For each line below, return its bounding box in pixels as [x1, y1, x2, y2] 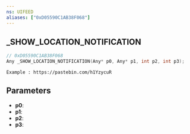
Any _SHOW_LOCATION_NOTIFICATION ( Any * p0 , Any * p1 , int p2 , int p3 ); [6, 59, 185, 65]
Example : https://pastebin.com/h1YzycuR [6, 69, 112, 75]
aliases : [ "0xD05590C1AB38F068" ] [6, 14, 90, 21]
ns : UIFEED [6, 8, 34, 15]
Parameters [6, 86, 51, 96]
